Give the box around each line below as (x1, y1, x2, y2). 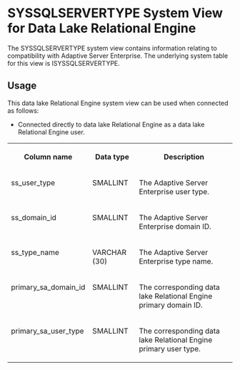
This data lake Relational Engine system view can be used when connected (7, 99, 229, 107)
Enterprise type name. (139, 256, 214, 266)
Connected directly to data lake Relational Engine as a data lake (17, 120, 205, 129)
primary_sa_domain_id (11, 282, 86, 292)
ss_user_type (11, 177, 56, 187)
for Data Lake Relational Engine (7, 20, 196, 36)
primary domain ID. (139, 300, 204, 310)
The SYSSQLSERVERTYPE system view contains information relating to (7, 44, 218, 52)
